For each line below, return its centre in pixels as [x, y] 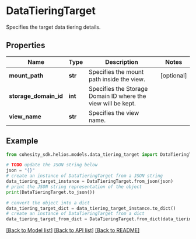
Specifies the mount [116, 71]
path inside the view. [117, 79]
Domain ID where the [117, 96]
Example [22, 141]
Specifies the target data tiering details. [53, 27]
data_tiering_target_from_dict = [47, 219]
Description [122, 62]
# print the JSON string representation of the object [74, 187]
